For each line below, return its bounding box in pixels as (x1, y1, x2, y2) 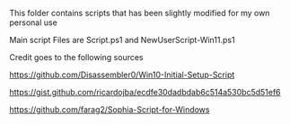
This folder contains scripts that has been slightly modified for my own (9, 8, 270, 18)
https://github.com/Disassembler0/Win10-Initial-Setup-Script (9, 69, 235, 80)
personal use (9, 17, 58, 28)
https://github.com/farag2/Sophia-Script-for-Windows (9, 104, 210, 115)
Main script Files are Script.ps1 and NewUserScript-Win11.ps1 (9, 35, 235, 45)
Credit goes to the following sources (9, 52, 144, 62)
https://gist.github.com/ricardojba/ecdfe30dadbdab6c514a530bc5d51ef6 (9, 87, 281, 97)
